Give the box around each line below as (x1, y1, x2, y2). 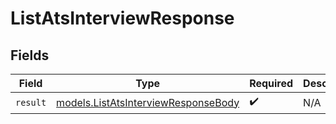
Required (249, 77, 294, 90)
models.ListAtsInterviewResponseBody (56, 95, 240, 109)
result (15, 97, 47, 108)
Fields (10, 47, 50, 64)
